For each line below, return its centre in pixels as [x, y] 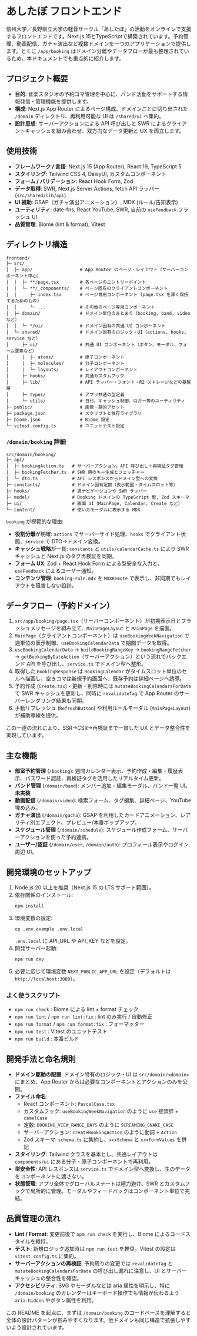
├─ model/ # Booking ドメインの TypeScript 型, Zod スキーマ [98, 497]
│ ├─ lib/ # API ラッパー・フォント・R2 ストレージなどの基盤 [98, 383]
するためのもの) [23, 301]
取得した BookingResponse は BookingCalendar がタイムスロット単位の [98, 672]
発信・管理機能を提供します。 [56, 101]
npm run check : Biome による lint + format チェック [76, 1009]
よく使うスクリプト [33, 995]
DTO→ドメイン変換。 [78, 541]
